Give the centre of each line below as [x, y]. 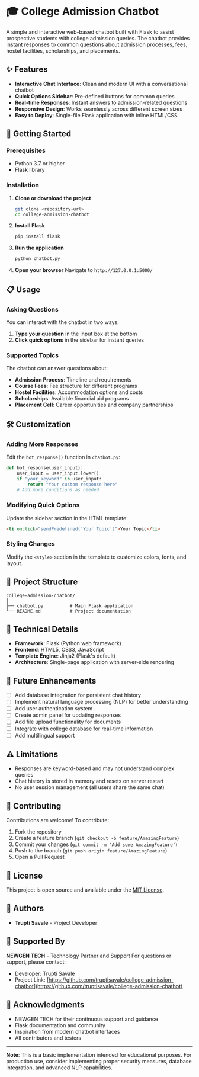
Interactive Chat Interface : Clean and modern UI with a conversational [101, 84]
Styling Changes [31, 544]
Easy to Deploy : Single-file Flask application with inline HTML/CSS [96, 115]
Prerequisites [26, 150]
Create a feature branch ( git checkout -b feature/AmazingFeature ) [97, 838]
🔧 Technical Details [42, 629]
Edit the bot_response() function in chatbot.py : [63, 457]
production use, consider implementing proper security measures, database [99, 1061]
